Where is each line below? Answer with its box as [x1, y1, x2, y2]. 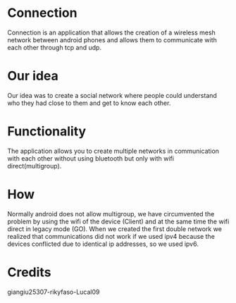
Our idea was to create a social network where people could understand [7, 91, 217, 99]
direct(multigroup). [7, 161, 62, 170]
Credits [7, 264, 51, 280]
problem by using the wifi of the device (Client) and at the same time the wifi [7, 217, 230, 225]
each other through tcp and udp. [7, 43, 102, 51]
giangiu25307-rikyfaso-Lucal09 [7, 287, 100, 296]
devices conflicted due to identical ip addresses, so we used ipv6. [7, 240, 199, 248]
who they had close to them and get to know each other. [7, 99, 171, 107]
